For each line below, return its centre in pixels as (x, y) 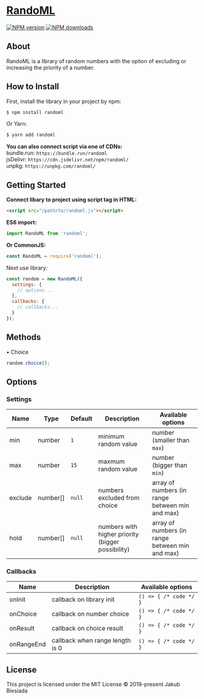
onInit (17, 599)
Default (82, 419)
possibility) (114, 550)
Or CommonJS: (26, 245)
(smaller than (171, 441)
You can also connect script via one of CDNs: (64, 147)
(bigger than (170, 465)
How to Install (33, 86)
